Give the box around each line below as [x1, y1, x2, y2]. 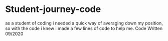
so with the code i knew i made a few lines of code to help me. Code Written [5, 25, 163, 31]
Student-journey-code [5, 3, 101, 15]
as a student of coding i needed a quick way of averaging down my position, [5, 20, 163, 26]
